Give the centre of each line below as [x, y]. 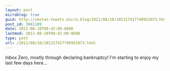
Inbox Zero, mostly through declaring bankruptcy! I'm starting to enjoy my [82, 57]
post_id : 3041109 [24, 24]
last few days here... [26, 63]
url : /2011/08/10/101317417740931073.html [51, 43]
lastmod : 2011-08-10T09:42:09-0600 [43, 33]
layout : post [19, 10]
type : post [17, 39]
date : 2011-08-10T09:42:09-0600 [39, 29]
